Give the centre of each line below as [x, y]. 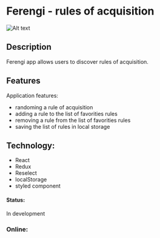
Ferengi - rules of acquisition [80, 11]
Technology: [31, 145]
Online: [17, 229]
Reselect [26, 173]
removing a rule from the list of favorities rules [73, 120]
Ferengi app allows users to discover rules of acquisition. [77, 61]
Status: [16, 200]
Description [29, 47]
